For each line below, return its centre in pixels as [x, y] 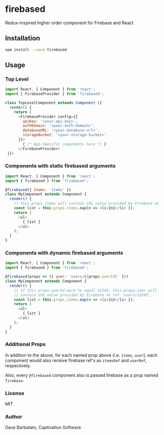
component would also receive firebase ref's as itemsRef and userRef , [76, 360]
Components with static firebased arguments [60, 166]
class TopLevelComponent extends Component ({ [54, 103]
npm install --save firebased [36, 50]
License [15, 393]
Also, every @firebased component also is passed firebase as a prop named [82, 375]
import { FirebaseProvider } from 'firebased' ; [55, 94]
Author [14, 417]
